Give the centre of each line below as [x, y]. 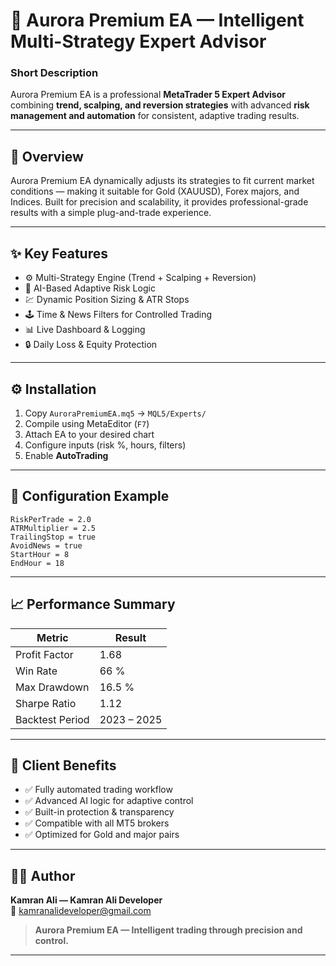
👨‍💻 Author [43, 875]
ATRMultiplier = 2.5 [53, 528]
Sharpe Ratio [46, 703]
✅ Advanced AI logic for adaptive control [109, 801]
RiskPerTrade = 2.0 [51, 519]
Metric [52, 637]
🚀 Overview [47, 156]
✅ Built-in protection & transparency [99, 812]
